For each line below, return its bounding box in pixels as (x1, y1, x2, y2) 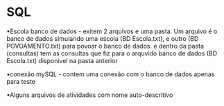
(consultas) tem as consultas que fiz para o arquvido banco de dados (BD (6, 49, 218, 58)
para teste (6, 77, 36, 85)
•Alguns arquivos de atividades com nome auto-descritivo (6, 91, 173, 99)
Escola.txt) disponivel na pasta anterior (6, 56, 119, 64)
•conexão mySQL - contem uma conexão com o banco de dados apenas (6, 70, 215, 78)
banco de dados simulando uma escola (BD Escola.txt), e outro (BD (6, 34, 199, 42)
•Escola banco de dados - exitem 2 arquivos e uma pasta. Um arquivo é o (6, 27, 218, 35)
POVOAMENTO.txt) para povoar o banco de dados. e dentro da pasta (6, 42, 205, 50)
